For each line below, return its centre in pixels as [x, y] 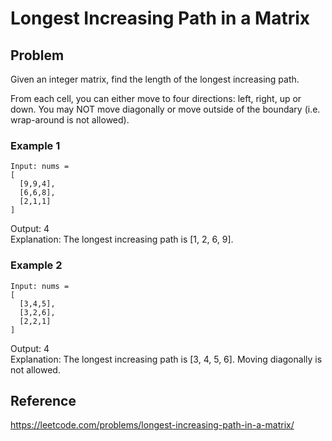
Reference [43, 400]
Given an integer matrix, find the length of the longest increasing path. [155, 79]
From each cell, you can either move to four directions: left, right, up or [156, 98]
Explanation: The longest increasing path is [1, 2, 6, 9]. [122, 239]
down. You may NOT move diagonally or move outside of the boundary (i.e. [165, 109]
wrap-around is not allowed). [70, 120]
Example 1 [35, 145]
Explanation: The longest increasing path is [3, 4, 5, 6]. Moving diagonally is [166, 359]
